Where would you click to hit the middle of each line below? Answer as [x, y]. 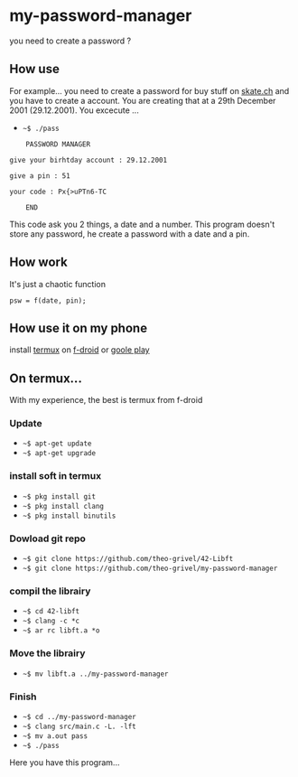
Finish [23, 697]
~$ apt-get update [57, 444]
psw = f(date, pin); [48, 300]
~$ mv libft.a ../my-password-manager [95, 674]
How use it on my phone [78, 328]
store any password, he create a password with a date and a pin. [130, 234]
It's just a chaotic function [58, 284]
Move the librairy [47, 653]
